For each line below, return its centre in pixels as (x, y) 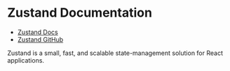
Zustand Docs (38, 32)
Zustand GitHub (40, 39)
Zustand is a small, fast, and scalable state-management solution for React (115, 53)
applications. (26, 60)
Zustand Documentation (80, 13)
